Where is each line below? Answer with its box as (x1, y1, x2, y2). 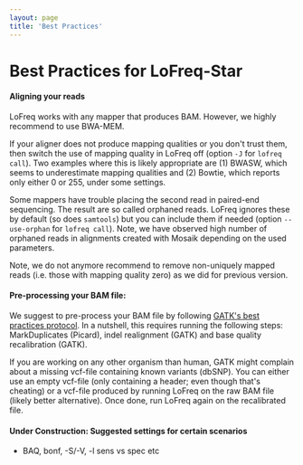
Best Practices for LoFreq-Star (9, 61, 243, 81)
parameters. (9, 242, 55, 253)
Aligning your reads (9, 91, 86, 102)
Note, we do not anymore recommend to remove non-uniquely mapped (9, 260, 276, 270)
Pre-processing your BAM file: (9, 290, 127, 301)
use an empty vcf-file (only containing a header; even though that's (9, 376, 260, 387)
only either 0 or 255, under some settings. (9, 176, 166, 187)
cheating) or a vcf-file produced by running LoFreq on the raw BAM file (9, 385, 274, 396)
